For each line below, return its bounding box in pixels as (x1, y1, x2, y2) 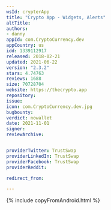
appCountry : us (6, 43, 44, 49)
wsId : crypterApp (6, 8, 50, 15)
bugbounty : (6, 109, 34, 115)
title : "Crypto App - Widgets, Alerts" (6, 14, 106, 20)
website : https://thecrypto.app (6, 87, 87, 93)
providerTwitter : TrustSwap (6, 148, 77, 154)
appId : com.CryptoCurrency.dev (6, 37, 85, 43)
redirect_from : (6, 175, 44, 181)
